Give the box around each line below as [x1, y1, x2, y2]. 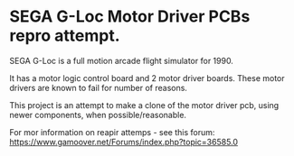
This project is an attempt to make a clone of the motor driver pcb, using [9, 99, 280, 110]
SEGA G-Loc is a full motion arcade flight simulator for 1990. [9, 55, 233, 66]
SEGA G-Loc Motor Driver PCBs [9, 6, 251, 27]
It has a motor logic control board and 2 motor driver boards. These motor [9, 72, 285, 83]
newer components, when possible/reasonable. [9, 109, 187, 120]
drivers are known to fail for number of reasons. [9, 82, 188, 93]
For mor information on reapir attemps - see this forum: [9, 126, 215, 137]
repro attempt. [9, 25, 120, 46]
